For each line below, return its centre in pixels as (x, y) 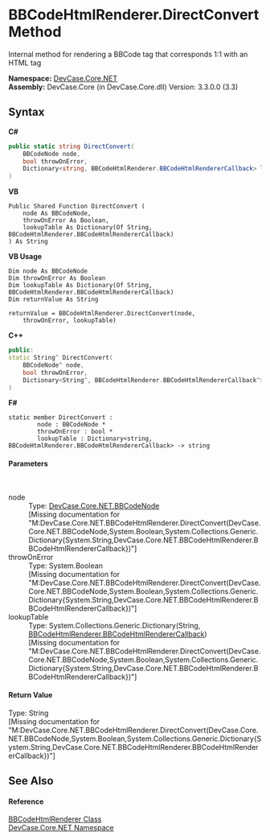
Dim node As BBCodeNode (48, 271)
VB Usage (25, 257)
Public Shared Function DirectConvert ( (77, 207)
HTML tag (25, 63)
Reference (26, 801)
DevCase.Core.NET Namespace (61, 828)
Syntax (27, 112)
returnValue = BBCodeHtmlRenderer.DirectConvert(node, (102, 314)
